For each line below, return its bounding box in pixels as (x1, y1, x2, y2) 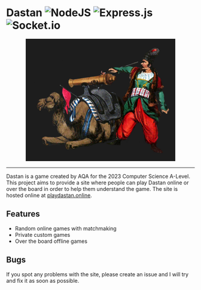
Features (6, 209, 40, 219)
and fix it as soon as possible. (6, 277, 80, 284)
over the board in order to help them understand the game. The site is (6, 186, 178, 193)
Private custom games (14, 231, 71, 238)
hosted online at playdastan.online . (6, 192, 93, 199)
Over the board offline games (14, 237, 88, 245)
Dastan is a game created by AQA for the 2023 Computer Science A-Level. (6, 173, 190, 180)
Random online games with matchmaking (14, 224, 117, 232)
